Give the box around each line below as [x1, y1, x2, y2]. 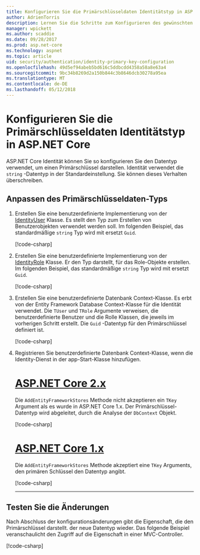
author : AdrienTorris [6, 14, 60, 20]
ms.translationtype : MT [6, 75, 65, 81]
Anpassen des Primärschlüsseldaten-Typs [6, 194, 168, 204]
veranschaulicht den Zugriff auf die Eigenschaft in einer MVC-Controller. [6, 530, 184, 538]
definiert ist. [14, 326, 45, 333]
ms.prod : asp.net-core [6, 42, 62, 48]
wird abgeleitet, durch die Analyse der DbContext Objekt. [38, 409, 177, 416]
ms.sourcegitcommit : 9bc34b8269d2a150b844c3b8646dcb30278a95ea [6, 70, 167, 76]
